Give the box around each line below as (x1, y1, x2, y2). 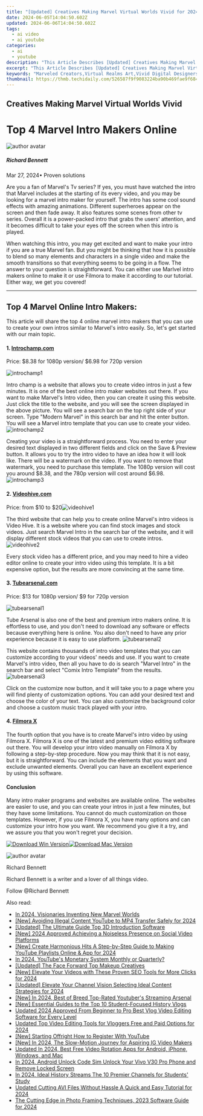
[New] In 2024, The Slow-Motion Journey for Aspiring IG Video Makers (14, 1039, 192, 1047)
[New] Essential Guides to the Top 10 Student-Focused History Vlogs (14, 1001, 187, 1008)
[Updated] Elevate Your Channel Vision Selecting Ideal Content (14, 981, 172, 989)
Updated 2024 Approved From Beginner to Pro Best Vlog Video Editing (14, 1007, 192, 1015)
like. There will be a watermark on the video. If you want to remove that (6, 457, 184, 464)
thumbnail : (6, 76, 34, 82)
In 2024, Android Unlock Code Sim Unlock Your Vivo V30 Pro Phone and (14, 1058, 196, 1066)
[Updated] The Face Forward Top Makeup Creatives (14, 962, 145, 969)
